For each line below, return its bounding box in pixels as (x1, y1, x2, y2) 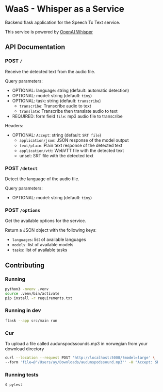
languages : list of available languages (12, 237, 86, 242)
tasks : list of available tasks (12, 247, 67, 253)
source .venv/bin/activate (5, 291, 60, 296)
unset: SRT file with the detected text (19, 153, 94, 158)
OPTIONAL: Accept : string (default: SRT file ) (12, 132, 101, 138)
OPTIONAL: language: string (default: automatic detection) (12, 87, 130, 93)
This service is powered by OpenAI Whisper (5, 29, 93, 34)
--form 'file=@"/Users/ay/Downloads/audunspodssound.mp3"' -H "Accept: (5, 359, 153, 365)
